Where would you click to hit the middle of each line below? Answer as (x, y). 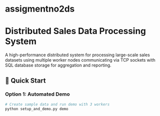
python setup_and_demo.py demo (37, 109)
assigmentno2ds (40, 9)
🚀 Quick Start (26, 80)
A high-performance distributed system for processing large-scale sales (78, 55)
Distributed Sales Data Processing (76, 31)
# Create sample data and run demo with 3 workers (57, 104)
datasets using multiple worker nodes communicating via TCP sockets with (80, 60)
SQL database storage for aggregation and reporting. (58, 65)
